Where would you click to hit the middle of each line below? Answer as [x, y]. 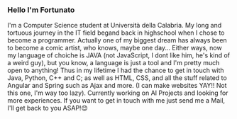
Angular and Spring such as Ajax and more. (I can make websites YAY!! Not [117, 86]
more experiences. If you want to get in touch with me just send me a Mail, [116, 101]
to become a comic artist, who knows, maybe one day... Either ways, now [115, 48]
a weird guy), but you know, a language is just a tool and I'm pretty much [114, 63]
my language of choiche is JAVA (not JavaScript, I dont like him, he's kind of [119, 55]
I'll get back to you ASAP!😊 [48, 108]
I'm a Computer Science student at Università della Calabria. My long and [115, 25]
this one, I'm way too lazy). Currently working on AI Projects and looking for [118, 93]
